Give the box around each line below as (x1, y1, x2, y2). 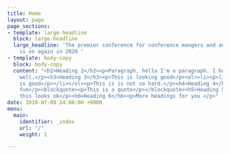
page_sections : (7, 23, 51, 29)
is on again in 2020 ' (19, 49, 84, 55)
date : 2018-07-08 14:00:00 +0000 (7, 99, 103, 106)
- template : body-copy (7, 55, 72, 62)
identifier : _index (19, 118, 75, 125)
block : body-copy (13, 61, 63, 68)
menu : (7, 105, 23, 112)
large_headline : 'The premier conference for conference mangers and (13, 42, 216, 49)
